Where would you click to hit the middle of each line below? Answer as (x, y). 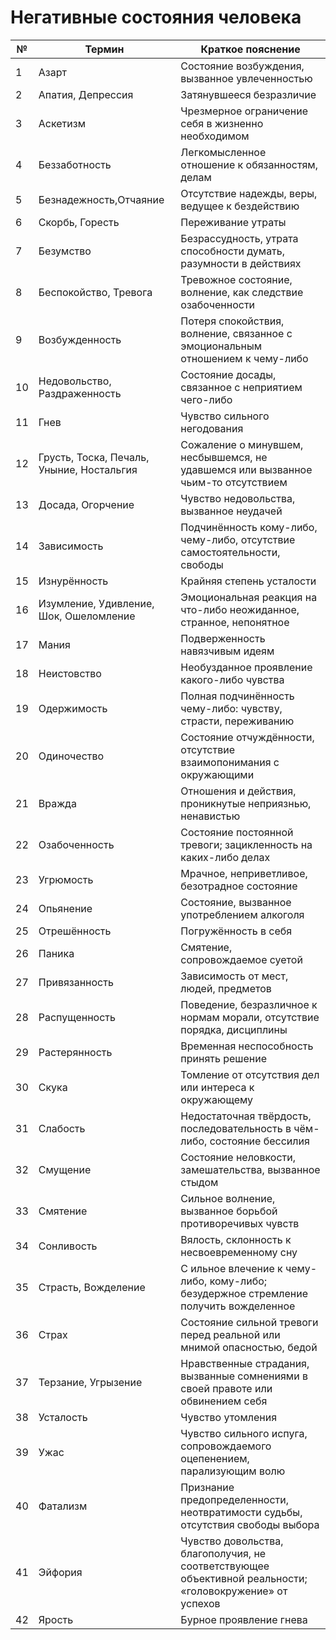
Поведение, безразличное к (249, 1004)
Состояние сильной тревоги (249, 1322)
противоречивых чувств (240, 1223)
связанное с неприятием (241, 387)
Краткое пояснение (250, 49)
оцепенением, (215, 1458)
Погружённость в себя (236, 931)
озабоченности (218, 304)
